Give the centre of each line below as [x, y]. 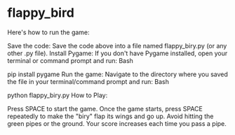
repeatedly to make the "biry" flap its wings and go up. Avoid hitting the [110, 116]
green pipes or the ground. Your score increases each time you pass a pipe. [117, 123]
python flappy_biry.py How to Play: [58, 95]
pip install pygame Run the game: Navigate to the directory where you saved [117, 74]
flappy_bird [41, 13]
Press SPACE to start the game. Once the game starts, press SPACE [105, 108]
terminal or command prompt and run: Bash [70, 60]
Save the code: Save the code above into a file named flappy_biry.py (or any [117, 45]
